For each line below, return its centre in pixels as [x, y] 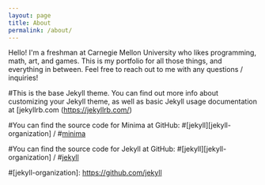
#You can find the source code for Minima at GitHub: [94, 125]
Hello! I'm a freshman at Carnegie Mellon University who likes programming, [132, 53]
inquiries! [23, 78]
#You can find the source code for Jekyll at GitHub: [92, 149]
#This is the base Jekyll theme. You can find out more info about [114, 93]
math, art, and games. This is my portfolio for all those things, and [115, 61]
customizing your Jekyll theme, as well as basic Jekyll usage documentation [133, 102]
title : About [30, 23]
